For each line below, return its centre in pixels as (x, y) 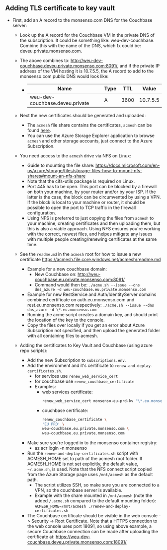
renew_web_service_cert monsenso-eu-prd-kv (88, 401)
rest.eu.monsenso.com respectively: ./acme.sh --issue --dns (91, 305)
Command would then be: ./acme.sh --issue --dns (87, 284)
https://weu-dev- (73, 537)
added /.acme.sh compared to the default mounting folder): (95, 501)
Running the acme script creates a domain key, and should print (92, 314)
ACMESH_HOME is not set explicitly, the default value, (83, 464)
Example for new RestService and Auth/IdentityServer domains (92, 294)
